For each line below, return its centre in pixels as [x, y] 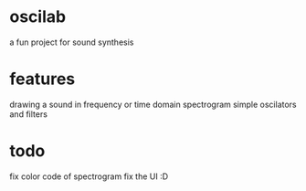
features [42, 79]
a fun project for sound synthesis [72, 42]
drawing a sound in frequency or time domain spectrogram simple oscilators [153, 104]
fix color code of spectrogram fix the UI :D [89, 176]
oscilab [38, 17]
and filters [29, 114]
